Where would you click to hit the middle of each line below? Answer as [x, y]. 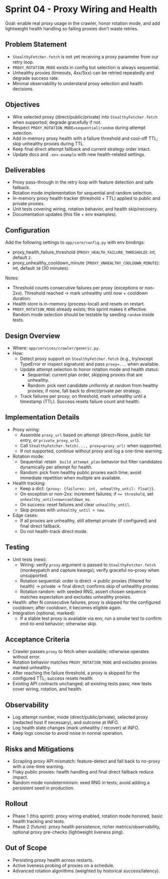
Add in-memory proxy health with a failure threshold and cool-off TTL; [85, 138]
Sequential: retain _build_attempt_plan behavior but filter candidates [91, 461]
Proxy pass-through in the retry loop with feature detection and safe [83, 182]
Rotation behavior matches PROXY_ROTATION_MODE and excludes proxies [85, 662]
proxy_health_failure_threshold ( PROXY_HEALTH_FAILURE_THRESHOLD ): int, [84, 252]
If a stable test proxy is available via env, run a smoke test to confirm [91, 618]
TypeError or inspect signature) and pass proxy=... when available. [90, 364]
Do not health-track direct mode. [54, 531]
